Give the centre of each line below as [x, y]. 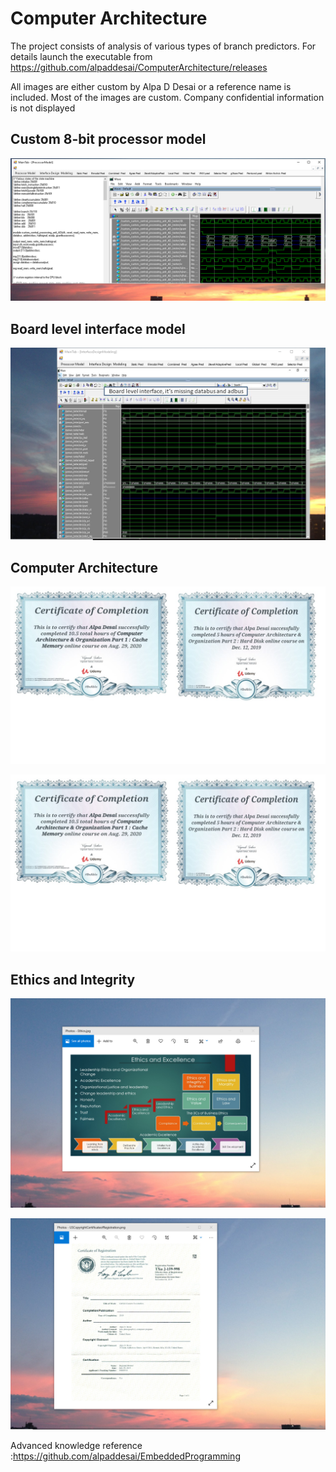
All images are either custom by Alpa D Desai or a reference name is [151, 86]
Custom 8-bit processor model [108, 139]
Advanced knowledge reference [76, 1445]
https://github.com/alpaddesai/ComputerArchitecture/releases [139, 67]
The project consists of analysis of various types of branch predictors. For [163, 46]
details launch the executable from [81, 56]
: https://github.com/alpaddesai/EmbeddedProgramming [125, 1456]
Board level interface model [98, 328]
